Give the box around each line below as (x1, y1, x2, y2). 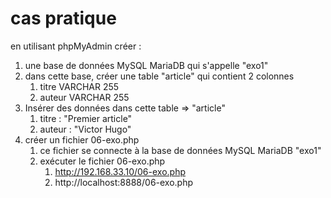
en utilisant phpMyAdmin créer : (10, 40, 142, 52)
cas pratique (10, 7, 117, 30)
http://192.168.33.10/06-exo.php (54, 165, 186, 177)
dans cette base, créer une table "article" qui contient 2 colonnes (24, 70, 295, 82)
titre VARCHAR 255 (39, 80, 120, 92)
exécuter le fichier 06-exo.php (39, 155, 166, 167)
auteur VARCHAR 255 (39, 91, 130, 103)
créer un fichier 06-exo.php (24, 133, 140, 146)
